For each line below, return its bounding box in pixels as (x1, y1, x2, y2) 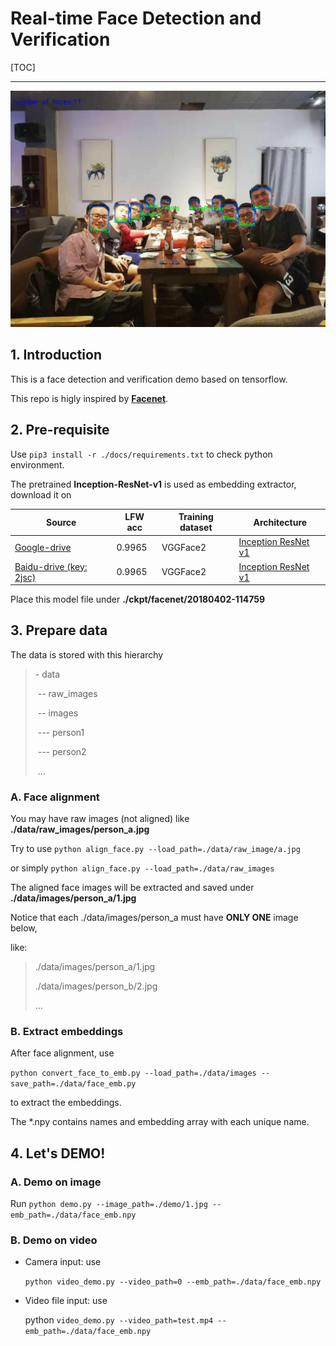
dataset (179, 522, 213, 534)
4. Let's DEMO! (10, 1145, 106, 1162)
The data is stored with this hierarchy (10, 648, 164, 661)
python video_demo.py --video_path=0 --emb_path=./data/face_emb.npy (24, 1277, 322, 1287)
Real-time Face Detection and (10, 7, 262, 30)
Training (178, 511, 214, 523)
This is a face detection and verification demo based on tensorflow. (10, 373, 288, 385)
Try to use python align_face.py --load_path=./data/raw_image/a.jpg (10, 843, 301, 855)
